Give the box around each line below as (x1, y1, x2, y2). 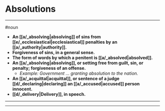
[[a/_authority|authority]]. (12, 44, 67, 50)
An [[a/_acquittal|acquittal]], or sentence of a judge (12, 75, 120, 82)
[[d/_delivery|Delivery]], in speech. (12, 91, 86, 97)
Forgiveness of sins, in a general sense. (12, 49, 95, 55)
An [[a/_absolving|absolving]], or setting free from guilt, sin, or (12, 60, 143, 66)
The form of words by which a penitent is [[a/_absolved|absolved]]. (12, 55, 153, 60)
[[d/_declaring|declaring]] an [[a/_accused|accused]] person (12, 81, 140, 86)
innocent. (12, 86, 33, 92)
